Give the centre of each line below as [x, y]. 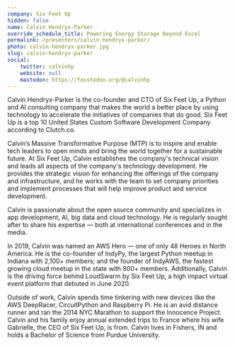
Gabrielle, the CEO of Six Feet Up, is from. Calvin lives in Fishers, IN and [112, 328]
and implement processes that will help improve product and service [107, 189]
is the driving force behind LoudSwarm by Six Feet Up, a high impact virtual [117, 276]
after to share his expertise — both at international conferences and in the [115, 225]
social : [19, 60]
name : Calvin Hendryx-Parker [50, 27]
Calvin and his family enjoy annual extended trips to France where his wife [116, 320]
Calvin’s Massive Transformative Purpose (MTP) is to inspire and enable [112, 144]
